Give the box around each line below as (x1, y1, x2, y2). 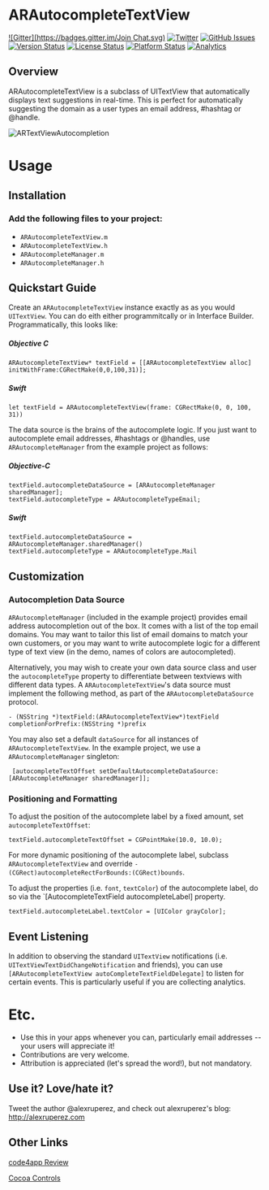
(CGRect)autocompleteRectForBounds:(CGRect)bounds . (8, 867, 185, 877)
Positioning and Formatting (8, 793, 117, 804)
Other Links (8, 1136, 69, 1149)
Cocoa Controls (8, 1173, 61, 1183)
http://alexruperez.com (8, 1112, 85, 1122)
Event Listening (8, 929, 89, 944)
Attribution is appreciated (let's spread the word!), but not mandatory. (19, 1058, 253, 1068)
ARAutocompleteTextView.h (19, 241, 108, 250)
